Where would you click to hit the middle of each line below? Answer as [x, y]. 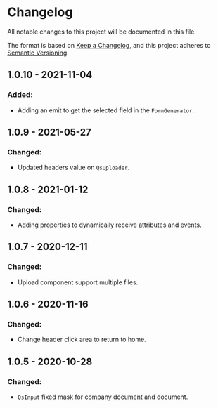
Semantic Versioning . [38, 53]
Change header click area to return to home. [82, 340]
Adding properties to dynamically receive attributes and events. [109, 225]
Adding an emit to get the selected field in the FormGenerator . [106, 110]
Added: [20, 95]
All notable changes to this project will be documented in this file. [102, 32]
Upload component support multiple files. [78, 282]
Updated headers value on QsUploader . [73, 167]
